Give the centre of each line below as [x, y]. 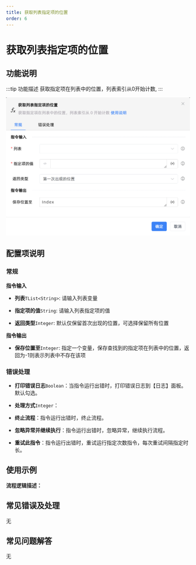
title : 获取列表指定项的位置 [37, 12]
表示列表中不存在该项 [60, 355]
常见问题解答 [29, 541]
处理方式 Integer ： [36, 405]
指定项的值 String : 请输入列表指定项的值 [62, 310]
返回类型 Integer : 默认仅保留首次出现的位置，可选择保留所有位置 [92, 323]
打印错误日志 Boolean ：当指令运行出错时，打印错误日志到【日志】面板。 [100, 385]
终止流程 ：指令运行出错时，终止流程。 [60, 417]
